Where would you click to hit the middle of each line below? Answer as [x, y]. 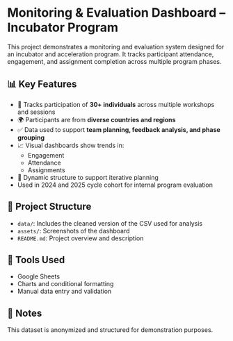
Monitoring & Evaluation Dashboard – [116, 13]
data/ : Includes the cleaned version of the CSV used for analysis [110, 223]
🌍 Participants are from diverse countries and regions [96, 119]
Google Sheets [39, 276]
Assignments [46, 170]
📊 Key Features [42, 84]
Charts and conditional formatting [65, 284]
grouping [31, 138]
